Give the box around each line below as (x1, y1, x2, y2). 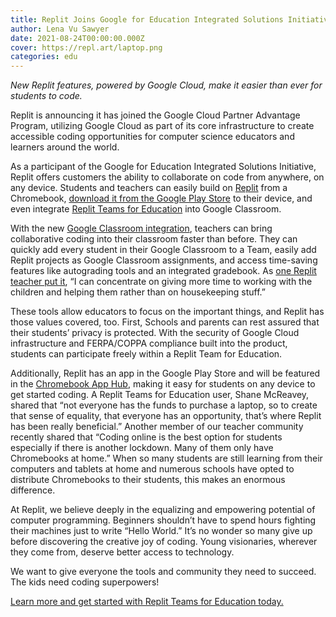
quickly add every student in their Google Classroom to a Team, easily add (10, 244, 317, 256)
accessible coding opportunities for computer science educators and (10, 131, 295, 143)
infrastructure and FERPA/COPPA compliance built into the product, (10, 337, 288, 350)
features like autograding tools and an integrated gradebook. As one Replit (10, 265, 317, 277)
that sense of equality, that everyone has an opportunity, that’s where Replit (10, 410, 322, 422)
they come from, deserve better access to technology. (10, 546, 235, 558)
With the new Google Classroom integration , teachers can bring (10, 222, 273, 235)
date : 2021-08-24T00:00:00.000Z (10, 33, 145, 43)
